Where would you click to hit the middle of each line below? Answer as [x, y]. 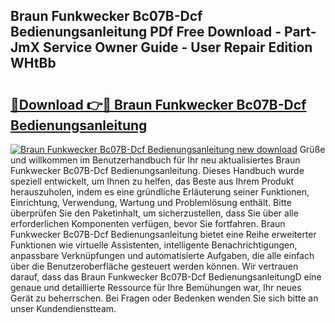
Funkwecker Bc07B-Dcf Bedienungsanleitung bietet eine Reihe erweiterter [163, 234]
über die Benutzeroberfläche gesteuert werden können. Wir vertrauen [154, 266]
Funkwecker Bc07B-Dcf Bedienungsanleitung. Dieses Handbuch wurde [157, 170]
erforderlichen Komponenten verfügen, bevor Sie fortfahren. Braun [148, 223]
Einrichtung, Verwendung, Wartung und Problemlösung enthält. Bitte [151, 202]
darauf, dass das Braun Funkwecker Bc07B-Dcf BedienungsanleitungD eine [166, 277]
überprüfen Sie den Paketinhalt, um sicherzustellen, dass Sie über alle [154, 213]
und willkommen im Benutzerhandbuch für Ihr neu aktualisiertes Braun [155, 160]
